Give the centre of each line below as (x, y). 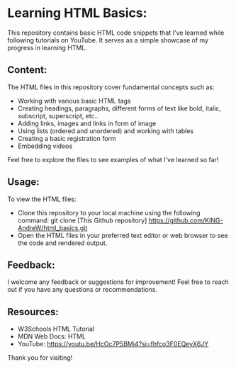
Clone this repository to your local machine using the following (109, 212)
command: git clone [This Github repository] (82, 220)
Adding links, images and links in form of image (87, 123)
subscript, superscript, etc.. (58, 115)
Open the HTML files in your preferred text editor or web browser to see (123, 235)
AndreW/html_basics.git (52, 227)
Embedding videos (45, 146)
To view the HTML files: (42, 199)
